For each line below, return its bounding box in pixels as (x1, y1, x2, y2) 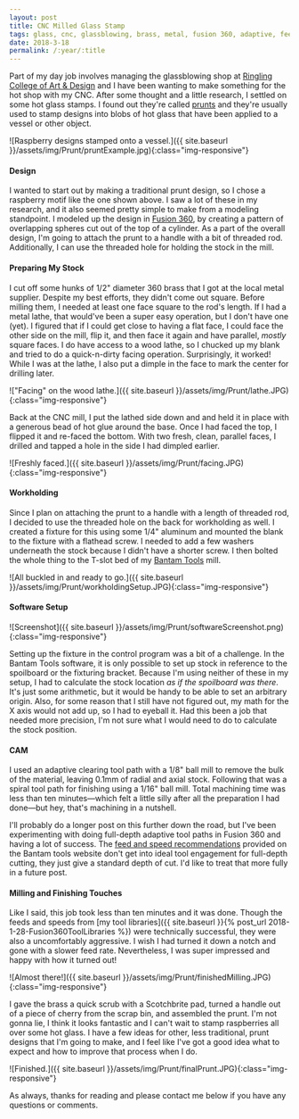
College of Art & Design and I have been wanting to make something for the (9, 80, 287, 91)
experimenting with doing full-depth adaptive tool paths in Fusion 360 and (9, 829, 281, 840)
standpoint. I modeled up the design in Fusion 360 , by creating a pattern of (9, 213, 284, 224)
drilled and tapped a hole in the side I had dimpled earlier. (9, 440, 220, 451)
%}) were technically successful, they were (117, 926, 277, 937)
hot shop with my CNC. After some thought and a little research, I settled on (9, 90, 287, 101)
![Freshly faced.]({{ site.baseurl (9, 457, 125, 468)
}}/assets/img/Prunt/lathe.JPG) (175, 385, 289, 395)
